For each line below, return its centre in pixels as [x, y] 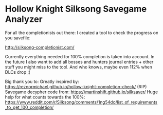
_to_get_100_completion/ [29, 107]
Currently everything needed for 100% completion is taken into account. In [80, 56]
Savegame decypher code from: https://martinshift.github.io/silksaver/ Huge [81, 92]
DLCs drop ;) [18, 72]
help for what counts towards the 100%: [45, 97]
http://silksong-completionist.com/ [40, 47]
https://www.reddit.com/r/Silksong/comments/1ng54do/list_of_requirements [81, 102]
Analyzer [24, 19]
